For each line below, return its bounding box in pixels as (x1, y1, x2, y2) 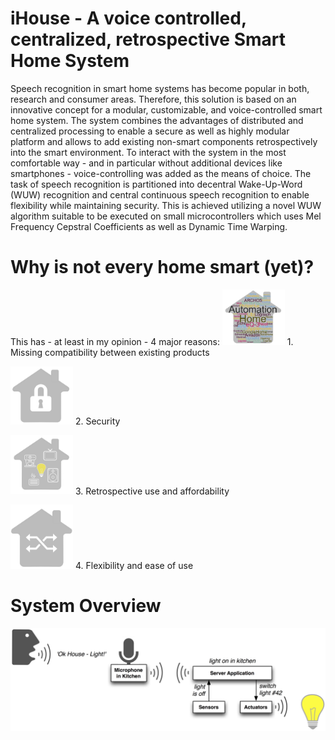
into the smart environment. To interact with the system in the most (10, 146, 287, 158)
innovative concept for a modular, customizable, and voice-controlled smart (10, 103, 323, 116)
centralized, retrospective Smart (10, 28, 287, 51)
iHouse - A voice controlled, (10, 7, 247, 30)
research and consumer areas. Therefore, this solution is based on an (10, 93, 297, 105)
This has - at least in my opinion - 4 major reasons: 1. (10, 335, 294, 347)
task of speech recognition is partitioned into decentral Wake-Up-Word (10, 178, 303, 190)
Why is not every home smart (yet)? (10, 256, 315, 279)
